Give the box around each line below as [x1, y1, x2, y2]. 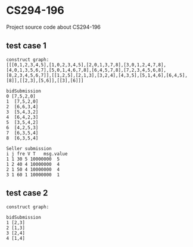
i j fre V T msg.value [6, 151, 68, 157]
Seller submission [6, 145, 52, 151]
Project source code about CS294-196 [6, 23, 101, 31]
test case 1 [6, 41, 46, 51]
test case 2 [6, 188, 48, 198]
